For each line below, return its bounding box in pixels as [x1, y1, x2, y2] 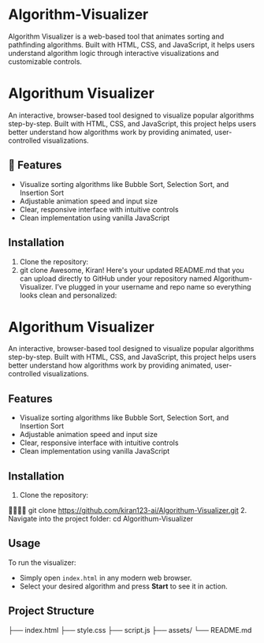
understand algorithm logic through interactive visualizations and [8, 48, 219, 58]
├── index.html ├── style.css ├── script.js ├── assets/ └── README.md [8, 625, 252, 634]
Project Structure [8, 604, 95, 618]
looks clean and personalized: [19, 290, 117, 300]
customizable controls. [8, 57, 83, 66]
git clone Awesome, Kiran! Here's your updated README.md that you [19, 265, 244, 275]
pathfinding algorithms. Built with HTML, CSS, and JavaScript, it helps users [8, 39, 255, 49]
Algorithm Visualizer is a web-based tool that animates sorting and [8, 32, 225, 41]
